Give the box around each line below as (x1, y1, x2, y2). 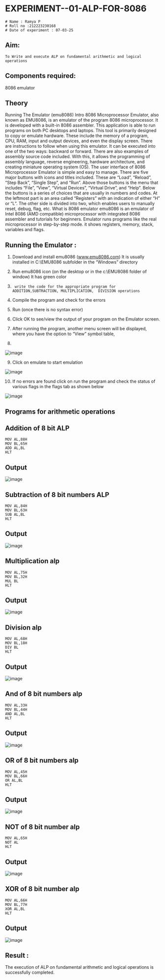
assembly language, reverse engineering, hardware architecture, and (5, 159, 145, 165)
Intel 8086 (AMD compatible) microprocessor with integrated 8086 (5, 211, 140, 217)
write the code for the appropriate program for (14, 284, 116, 290)
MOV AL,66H (5, 898, 27, 903)
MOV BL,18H (5, 641, 27, 646)
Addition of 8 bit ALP (5, 424, 70, 432)
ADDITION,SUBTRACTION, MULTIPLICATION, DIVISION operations (12, 289, 140, 293)
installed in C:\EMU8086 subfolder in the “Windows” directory (12, 259, 138, 265)
